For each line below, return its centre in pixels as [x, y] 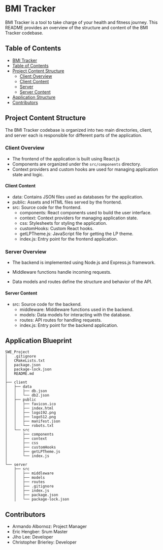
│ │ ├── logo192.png [31, 413]
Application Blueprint [39, 340]
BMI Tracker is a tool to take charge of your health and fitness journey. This [81, 22]
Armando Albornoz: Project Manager [49, 526]
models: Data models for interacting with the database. [75, 314]
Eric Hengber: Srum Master [40, 532]
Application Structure [34, 97]
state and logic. [28, 174]
